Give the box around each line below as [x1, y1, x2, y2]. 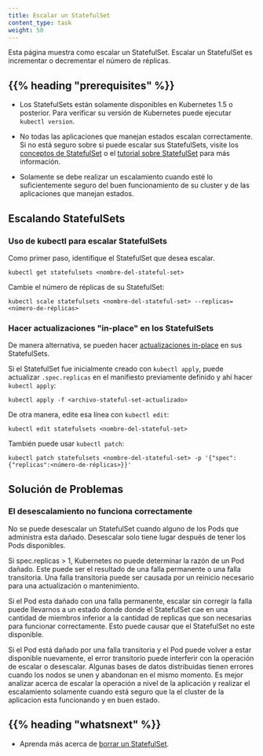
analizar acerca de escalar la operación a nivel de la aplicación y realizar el [8, 678, 250, 687]
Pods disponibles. [8, 540, 66, 550]
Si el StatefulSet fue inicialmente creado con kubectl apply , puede [8, 364, 224, 374]
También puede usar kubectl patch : [8, 439, 125, 449]
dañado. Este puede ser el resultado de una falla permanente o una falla [8, 564, 241, 573]
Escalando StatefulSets [8, 212, 126, 225]
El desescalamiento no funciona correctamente [8, 506, 193, 517]
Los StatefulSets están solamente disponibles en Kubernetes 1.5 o [19, 100, 233, 109]
